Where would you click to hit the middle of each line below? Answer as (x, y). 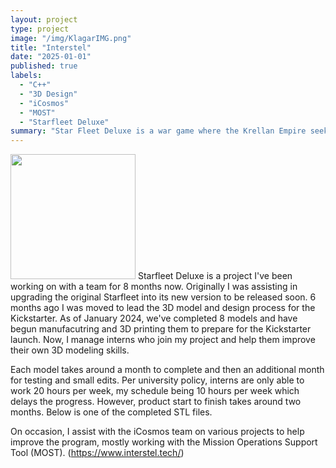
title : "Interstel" (51, 47)
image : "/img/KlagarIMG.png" (71, 38)
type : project (40, 29)
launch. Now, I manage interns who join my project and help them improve (163, 340)
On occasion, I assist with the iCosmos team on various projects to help (157, 432)
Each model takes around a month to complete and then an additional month (167, 370)
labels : (26, 76)
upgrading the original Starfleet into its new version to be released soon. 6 (163, 297)
